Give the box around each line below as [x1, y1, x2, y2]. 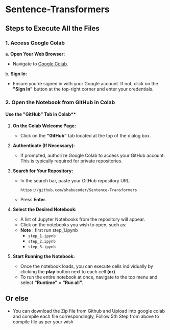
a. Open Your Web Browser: [5, 51, 65, 57]
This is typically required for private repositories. [20, 158, 123, 164]
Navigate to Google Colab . [12, 60, 68, 67]
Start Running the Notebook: [12, 253, 75, 259]
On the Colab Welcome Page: [12, 123, 77, 129]
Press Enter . [20, 197, 47, 202]
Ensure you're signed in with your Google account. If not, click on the [12, 80, 158, 86]
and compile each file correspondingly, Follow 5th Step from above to [12, 313, 159, 319]
